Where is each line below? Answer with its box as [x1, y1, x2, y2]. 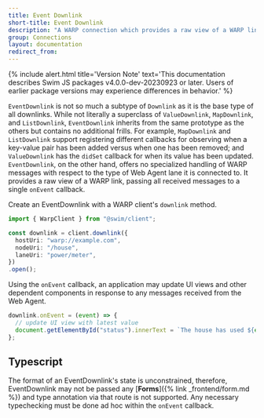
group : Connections [8, 33, 72, 42]
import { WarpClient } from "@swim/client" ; [8, 215, 156, 223]
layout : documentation [8, 41, 82, 49]
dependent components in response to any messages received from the [8, 288, 242, 298]
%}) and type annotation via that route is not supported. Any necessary [8, 393, 240, 402]
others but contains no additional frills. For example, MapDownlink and [8, 126, 231, 136]
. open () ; [8, 266, 37, 274]
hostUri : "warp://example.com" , [15, 236, 122, 244]
